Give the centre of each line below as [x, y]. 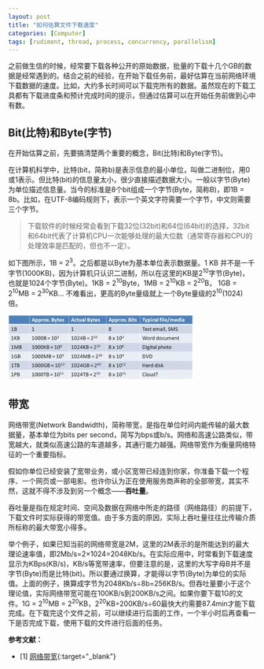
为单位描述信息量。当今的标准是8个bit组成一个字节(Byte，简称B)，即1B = [126, 190]
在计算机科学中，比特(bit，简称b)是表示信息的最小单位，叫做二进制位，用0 [129, 170]
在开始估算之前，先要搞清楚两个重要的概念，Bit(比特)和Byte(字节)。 [118, 153]
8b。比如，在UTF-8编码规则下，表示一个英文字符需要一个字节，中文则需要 [130, 199]
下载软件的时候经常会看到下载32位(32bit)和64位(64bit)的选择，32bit [138, 226]
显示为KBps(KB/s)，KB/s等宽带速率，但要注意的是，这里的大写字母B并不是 [130, 563]
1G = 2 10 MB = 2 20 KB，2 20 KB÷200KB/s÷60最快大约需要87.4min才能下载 [138, 603]
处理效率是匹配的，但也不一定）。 [81, 246]
